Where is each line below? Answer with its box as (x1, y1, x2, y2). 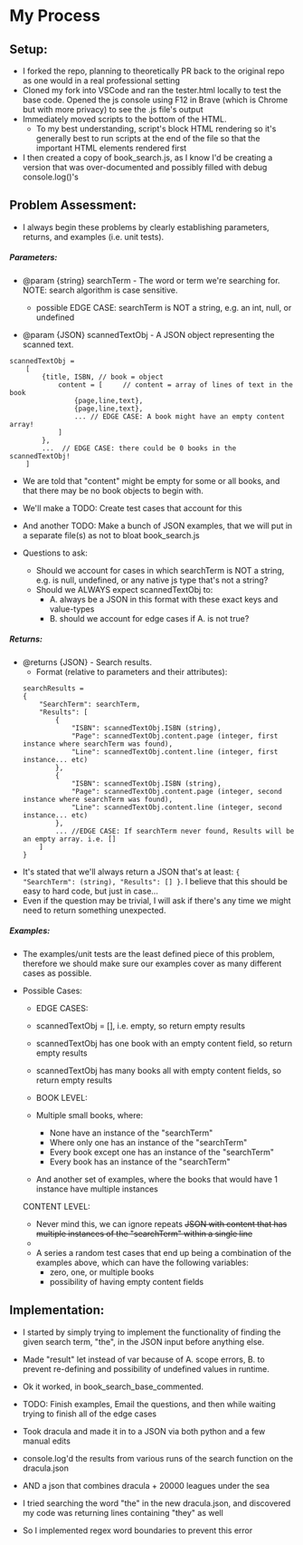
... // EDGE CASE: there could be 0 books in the (42, 443, 237, 453)
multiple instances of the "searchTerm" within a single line (35, 1228, 253, 1239)
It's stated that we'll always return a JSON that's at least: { (22, 866, 241, 877)
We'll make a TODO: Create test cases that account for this (22, 502, 242, 513)
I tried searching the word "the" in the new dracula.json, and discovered (22, 1497, 291, 1509)
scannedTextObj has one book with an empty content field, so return (35, 1038, 293, 1048)
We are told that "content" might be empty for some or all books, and (22, 475, 280, 486)
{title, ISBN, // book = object (42, 372, 165, 381)
